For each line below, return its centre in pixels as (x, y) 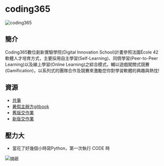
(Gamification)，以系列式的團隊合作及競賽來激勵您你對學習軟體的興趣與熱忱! (82, 70)
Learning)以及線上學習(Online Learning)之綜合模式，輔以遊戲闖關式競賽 (77, 64)
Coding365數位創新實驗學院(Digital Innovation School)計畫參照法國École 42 (82, 52)
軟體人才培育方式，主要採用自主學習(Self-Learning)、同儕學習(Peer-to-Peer (82, 58)
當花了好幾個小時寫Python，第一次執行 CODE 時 (61, 148)
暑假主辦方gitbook (31, 106)
